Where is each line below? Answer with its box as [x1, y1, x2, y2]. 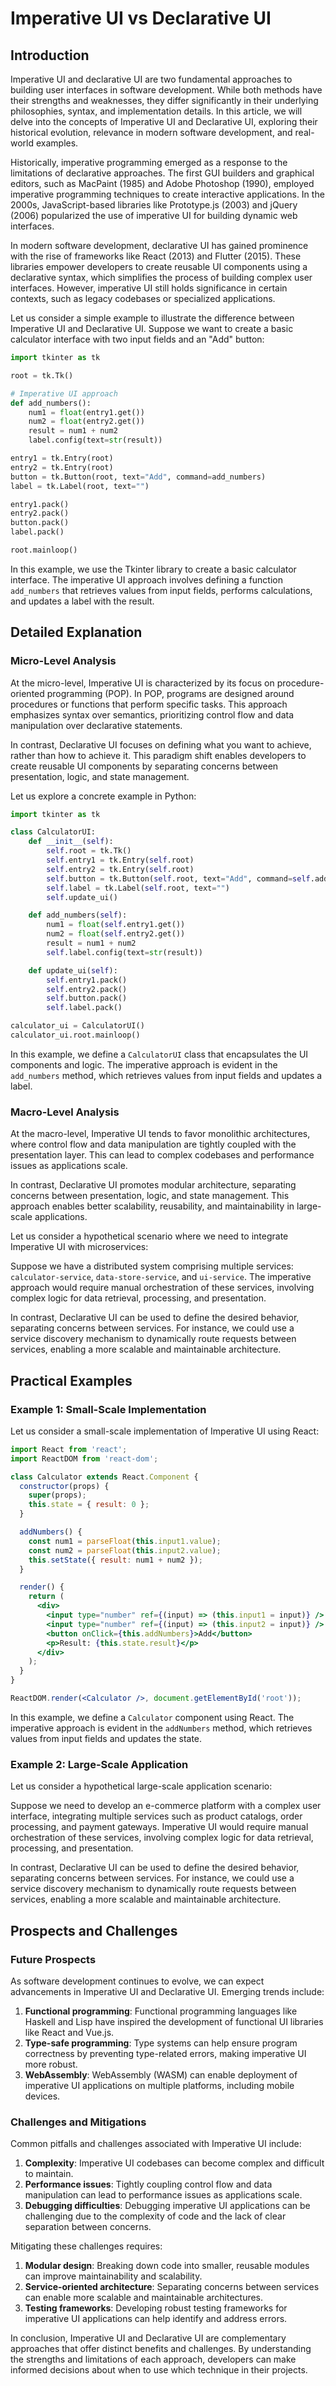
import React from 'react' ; [10, 1444, 128, 1454]
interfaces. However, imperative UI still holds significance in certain [10, 282, 288, 294]
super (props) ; [28, 1490, 87, 1501]
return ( [28, 1592, 65, 1602]
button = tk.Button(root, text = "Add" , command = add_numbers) [10, 472, 267, 482]
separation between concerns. [24, 2221, 152, 2233]
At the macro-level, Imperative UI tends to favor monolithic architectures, [10, 1128, 311, 1140]
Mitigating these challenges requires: [10, 2240, 163, 2252]
